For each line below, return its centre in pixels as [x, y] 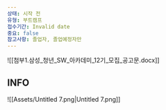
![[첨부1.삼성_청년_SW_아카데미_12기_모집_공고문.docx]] [83, 61]
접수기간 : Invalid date [39, 26]
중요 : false [23, 33]
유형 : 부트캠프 [25, 20]
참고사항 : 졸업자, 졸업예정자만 [44, 40]
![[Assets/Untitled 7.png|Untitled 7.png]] [64, 99]
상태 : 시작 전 [24, 14]
